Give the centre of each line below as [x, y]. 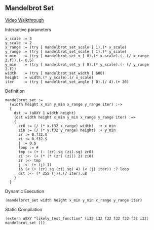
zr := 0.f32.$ [33, 134]
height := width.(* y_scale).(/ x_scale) [49, 77]
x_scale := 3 [19, 38]
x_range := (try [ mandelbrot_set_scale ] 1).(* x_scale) [66, 47]
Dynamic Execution [25, 191]
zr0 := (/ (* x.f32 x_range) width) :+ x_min [67, 126]
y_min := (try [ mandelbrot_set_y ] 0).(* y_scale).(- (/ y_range [77, 64]
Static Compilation [24, 209]
